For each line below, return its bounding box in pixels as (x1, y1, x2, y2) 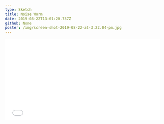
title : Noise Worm (5, 12, 43, 17)
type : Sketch (5, 7, 32, 12)
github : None (5, 21, 32, 26)
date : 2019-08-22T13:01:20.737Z (5, 16, 71, 21)
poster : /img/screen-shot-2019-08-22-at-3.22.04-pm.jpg (5, 25, 122, 30)
